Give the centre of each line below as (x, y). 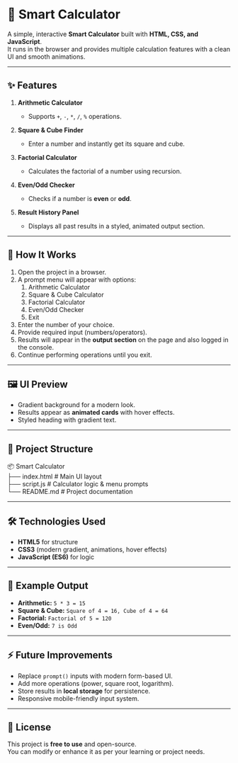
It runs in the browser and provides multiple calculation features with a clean (119, 49)
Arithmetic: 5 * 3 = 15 (52, 603)
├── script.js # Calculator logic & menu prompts (78, 484)
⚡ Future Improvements (60, 655)
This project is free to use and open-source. (72, 744)
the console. (36, 347)
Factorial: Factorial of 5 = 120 (64, 618)
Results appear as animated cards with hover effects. (96, 413)
